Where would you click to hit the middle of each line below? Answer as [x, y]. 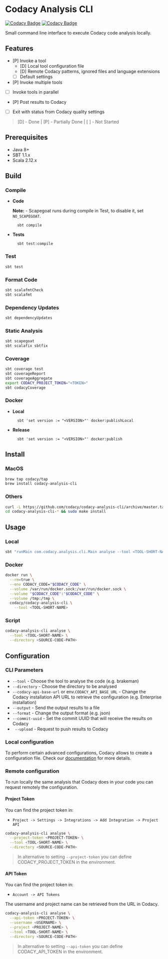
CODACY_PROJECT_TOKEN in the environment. [66, 862]
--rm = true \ [22, 580]
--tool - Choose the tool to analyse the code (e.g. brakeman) [75, 681]
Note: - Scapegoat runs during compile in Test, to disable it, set [78, 211]
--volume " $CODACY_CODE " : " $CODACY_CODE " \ [54, 594]
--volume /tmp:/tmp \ [32, 598]
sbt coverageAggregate [29, 378]
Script [13, 621]
